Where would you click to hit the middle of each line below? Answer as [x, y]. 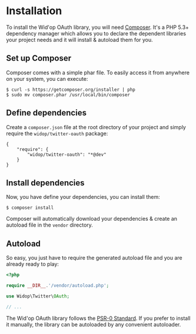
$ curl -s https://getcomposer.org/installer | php [71, 90]
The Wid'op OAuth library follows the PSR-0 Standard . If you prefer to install [98, 318]
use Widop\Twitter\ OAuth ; [38, 296]
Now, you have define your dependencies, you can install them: [83, 197]
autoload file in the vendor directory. [49, 225]
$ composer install [30, 208]
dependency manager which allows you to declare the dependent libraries [96, 33]
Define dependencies [46, 113]
